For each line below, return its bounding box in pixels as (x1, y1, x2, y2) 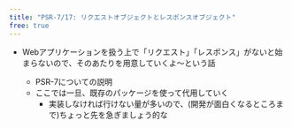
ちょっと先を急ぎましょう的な (58, 109, 168, 120)
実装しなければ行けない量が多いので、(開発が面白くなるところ (48, 98, 276, 109)
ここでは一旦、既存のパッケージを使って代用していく (35, 87, 229, 98)
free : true (9, 21, 50, 30)
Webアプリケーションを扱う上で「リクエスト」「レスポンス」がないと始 (21, 46, 283, 57)
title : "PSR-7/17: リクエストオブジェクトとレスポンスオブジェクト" (9, 12, 236, 22)
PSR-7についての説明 (35, 76, 113, 87)
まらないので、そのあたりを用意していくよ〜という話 (21, 57, 216, 68)
